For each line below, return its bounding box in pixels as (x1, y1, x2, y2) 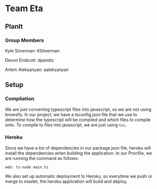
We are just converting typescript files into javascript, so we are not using (5, 106, 151, 112)
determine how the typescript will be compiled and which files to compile (5, 117, 151, 122)
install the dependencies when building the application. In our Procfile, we (5, 150, 152, 156)
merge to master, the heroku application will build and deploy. (5, 178, 128, 184)
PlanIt (5, 22, 23, 31)
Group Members (5, 37, 44, 44)
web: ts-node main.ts (5, 165, 49, 170)
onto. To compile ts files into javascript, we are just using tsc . (5, 122, 127, 128)
